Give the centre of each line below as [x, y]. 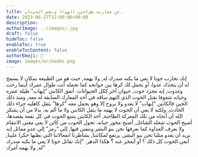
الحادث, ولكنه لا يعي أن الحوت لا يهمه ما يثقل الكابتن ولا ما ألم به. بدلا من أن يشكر [95, 110]
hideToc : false [25, 39]
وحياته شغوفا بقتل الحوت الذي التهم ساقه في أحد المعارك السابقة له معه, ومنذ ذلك [97, 97]
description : [22, 23]
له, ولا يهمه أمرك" [26, 147]
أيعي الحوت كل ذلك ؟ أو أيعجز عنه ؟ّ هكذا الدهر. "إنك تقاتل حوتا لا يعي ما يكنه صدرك [98, 141]
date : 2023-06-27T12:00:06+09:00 [47, 17]
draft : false [22, 34]
